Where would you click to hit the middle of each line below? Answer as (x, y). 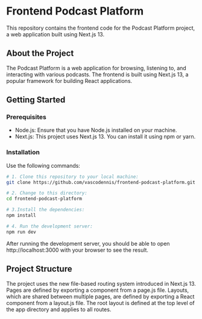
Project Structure (39, 269)
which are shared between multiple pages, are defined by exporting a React (100, 296)
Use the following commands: (43, 165)
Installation (23, 153)
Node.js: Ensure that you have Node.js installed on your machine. (96, 130)
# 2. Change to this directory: (47, 193)
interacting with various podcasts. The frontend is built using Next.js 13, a (97, 74)
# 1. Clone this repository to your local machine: (72, 177)
